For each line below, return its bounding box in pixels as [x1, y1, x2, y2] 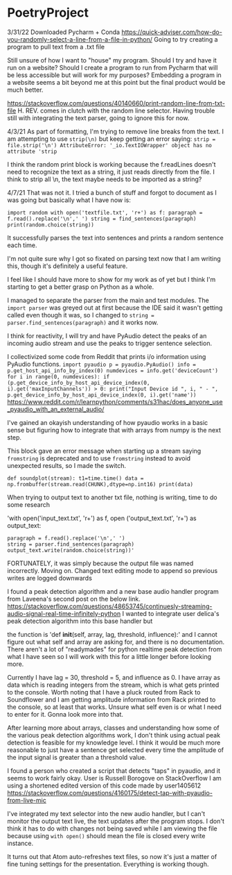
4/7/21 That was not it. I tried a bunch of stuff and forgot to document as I [7, 188, 217, 197]
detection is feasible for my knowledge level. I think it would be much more [7, 738, 221, 747]
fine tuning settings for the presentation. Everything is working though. [7, 860, 209, 868]
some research [7, 500, 51, 508]
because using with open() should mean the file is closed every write [7, 831, 206, 840]
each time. [7, 241, 37, 249]
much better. [7, 85, 44, 94]
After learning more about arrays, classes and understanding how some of [7, 724, 220, 732]
